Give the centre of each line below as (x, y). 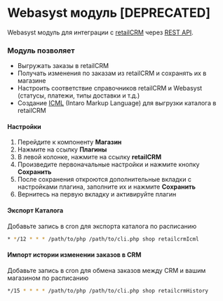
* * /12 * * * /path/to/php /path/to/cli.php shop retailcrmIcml (103, 239)
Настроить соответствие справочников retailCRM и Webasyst (110, 88)
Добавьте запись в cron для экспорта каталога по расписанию (102, 226)
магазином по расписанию (48, 278)
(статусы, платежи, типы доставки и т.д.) (79, 95)
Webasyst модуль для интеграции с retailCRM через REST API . (101, 32)
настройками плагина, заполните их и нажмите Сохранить (107, 187)
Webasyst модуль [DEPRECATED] (109, 13)
